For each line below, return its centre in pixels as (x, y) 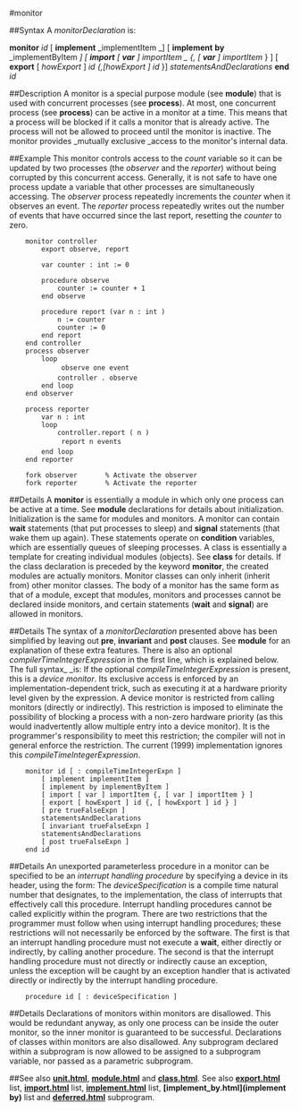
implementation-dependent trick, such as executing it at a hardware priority (148, 688)
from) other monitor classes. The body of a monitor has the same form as (144, 585)
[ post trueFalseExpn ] (85, 842)
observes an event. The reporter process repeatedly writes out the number (147, 206)
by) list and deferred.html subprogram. (82, 1097)
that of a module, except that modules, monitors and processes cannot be (145, 595)
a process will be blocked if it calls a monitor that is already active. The (139, 122)
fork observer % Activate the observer (112, 475)
